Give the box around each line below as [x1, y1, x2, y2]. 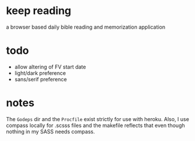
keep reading [6, 4, 71, 18]
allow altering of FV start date [14, 63, 86, 70]
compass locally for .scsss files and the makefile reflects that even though [6, 122, 186, 129]
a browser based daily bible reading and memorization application [6, 23, 166, 30]
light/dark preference [14, 69, 66, 77]
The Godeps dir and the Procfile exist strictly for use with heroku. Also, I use [6, 115, 189, 122]
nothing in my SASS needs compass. [6, 128, 95, 135]
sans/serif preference [14, 75, 67, 82]
